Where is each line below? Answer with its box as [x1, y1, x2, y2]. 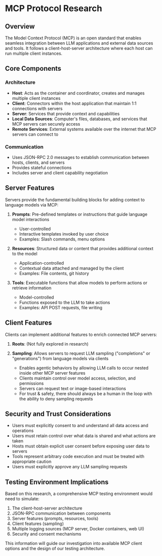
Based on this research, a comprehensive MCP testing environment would [5, 491, 153, 497]
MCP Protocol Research [5, 3, 103, 14]
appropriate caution [12, 459, 52, 464]
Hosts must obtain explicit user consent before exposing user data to [12, 443, 150, 449]
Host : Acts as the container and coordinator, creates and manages [12, 90, 145, 96]
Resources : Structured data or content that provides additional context [12, 245, 154, 251]
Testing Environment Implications [5, 478, 109, 486]
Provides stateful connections [12, 164, 72, 170]
